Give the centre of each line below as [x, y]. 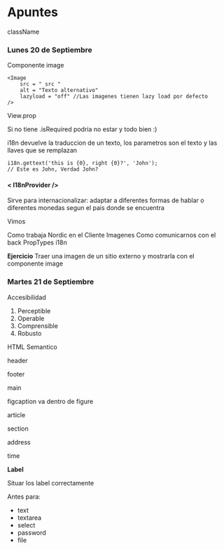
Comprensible [37, 326]
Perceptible [34, 310]
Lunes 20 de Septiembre [50, 50]
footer [16, 374]
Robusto [29, 333]
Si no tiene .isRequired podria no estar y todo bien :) [82, 129]
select [26, 525]
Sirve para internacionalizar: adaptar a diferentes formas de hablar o [106, 200]
